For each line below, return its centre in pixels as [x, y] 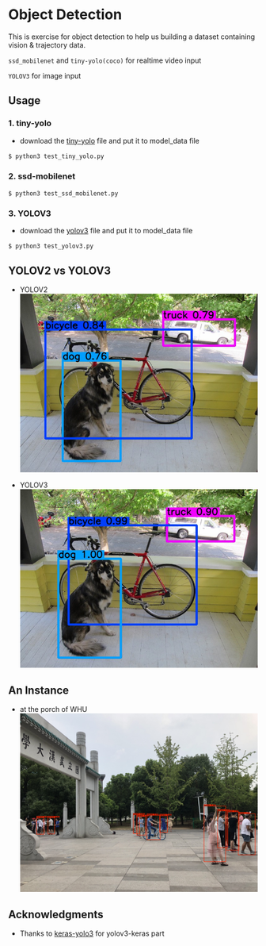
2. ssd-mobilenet [42, 176]
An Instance [39, 690]
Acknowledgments [56, 914]
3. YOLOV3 [30, 213]
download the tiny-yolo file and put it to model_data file [109, 140]
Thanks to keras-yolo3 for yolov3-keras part [92, 933]
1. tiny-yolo [30, 123]
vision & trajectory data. [47, 44]
